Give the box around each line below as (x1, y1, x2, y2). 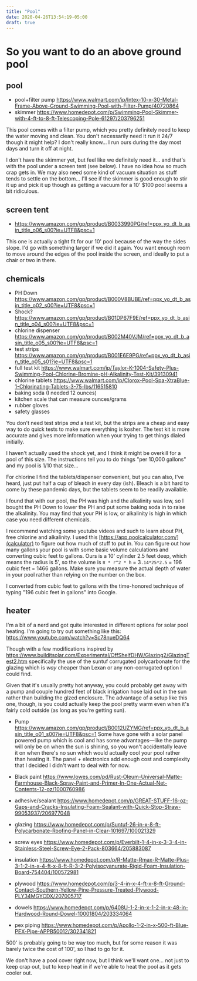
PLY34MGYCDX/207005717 (14, 892, 82, 899)
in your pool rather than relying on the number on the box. (6, 571, 146, 578)
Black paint (14, 773, 42, 780)
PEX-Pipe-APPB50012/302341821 (14, 928, 97, 935)
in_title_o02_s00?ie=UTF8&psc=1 (14, 302, 95, 309)
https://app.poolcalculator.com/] (100, 534, 179, 541)
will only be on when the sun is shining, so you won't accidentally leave (14, 743, 187, 750)
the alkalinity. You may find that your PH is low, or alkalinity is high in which (6, 510, 187, 517)
